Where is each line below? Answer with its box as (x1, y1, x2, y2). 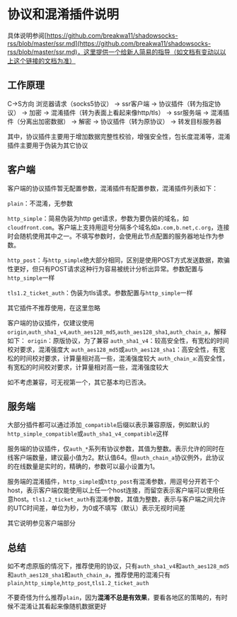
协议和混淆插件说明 (7, 6, 120, 23)
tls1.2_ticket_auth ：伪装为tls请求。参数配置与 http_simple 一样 (7, 288, 193, 297)
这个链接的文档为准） (13, 56, 76, 64)
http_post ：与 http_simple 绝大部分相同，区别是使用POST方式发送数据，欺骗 (7, 256, 230, 264)
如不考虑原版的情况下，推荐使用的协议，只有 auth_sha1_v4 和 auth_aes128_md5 (7, 562, 230, 570)
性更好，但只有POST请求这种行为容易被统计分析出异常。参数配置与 (7, 264, 204, 273)
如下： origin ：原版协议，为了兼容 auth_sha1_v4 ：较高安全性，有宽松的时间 (7, 336, 229, 344)
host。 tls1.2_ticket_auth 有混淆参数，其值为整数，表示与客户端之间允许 (13, 495, 226, 504)
